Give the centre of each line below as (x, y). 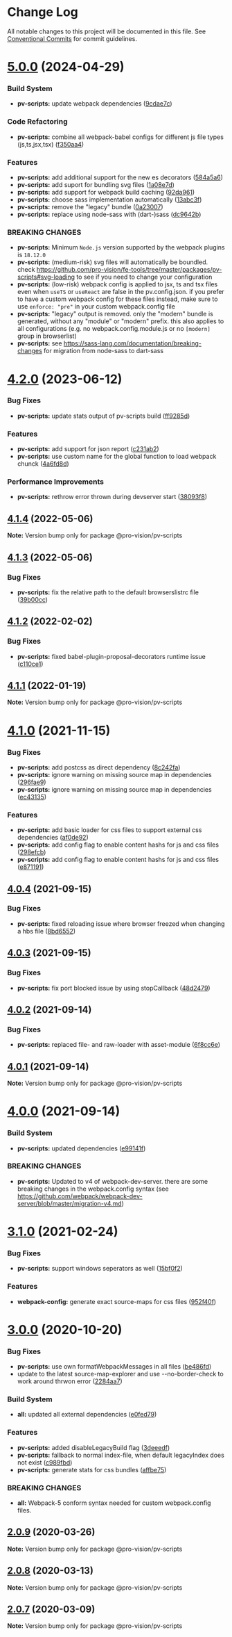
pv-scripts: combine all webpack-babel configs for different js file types (120, 137)
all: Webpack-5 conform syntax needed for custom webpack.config (114, 1503)
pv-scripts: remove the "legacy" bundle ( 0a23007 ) (90, 207)
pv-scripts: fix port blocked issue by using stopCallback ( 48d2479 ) (114, 988)
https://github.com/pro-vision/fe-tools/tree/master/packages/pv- (129, 270)
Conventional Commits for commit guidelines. (72, 38)
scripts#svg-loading (46, 277)
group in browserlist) (47, 336)
